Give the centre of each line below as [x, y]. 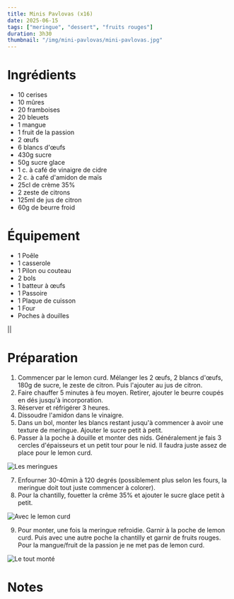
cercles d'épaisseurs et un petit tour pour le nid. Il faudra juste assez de [122, 445]
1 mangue [31, 125]
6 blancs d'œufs [41, 147]
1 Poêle [28, 256]
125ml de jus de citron [49, 200]
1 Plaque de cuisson [47, 301]
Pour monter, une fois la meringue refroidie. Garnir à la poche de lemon [121, 530]
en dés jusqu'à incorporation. [60, 400]
